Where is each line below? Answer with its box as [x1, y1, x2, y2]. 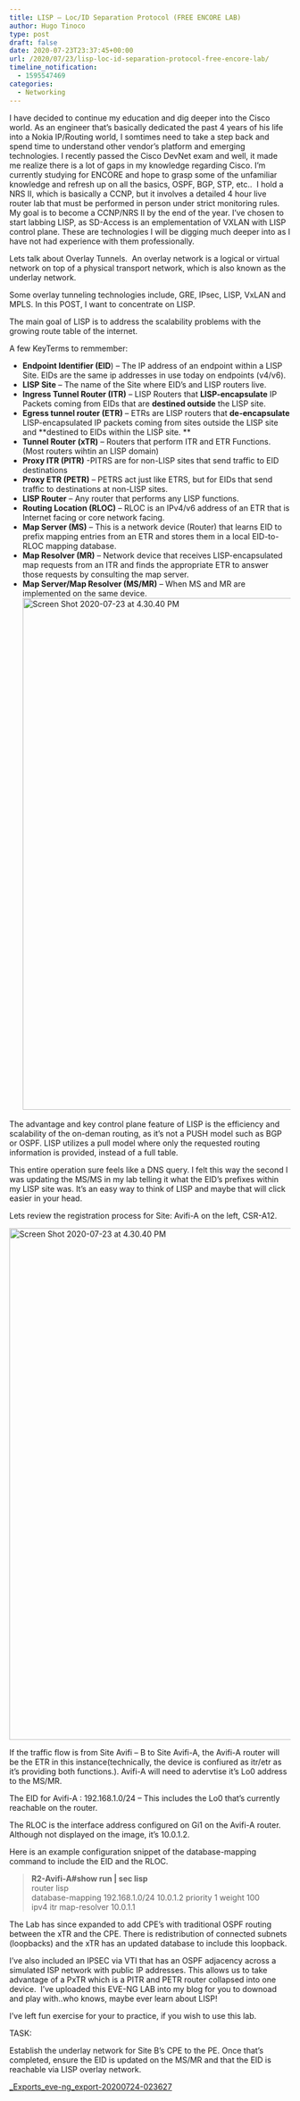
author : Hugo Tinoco [9, 21, 87, 30]
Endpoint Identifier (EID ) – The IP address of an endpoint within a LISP [21, 360, 283, 371]
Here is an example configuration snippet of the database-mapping [9, 1846, 257, 1857]
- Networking [17, 88, 66, 96]
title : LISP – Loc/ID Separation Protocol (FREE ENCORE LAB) [9, 13, 242, 22]
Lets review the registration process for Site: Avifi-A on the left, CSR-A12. [9, 1210, 278, 1221]
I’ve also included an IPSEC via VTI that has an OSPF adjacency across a [9, 1955, 277, 1965]
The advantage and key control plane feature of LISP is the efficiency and [9, 1118, 280, 1130]
